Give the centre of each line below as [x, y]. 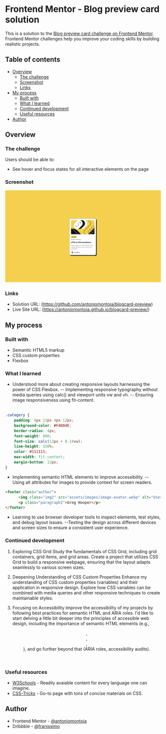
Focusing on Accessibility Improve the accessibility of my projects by [83, 607]
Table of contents [33, 60]
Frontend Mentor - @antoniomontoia [49, 721]
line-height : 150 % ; [34, 446]
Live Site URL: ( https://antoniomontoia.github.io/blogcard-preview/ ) [81, 309]
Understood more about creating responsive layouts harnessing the [81, 384]
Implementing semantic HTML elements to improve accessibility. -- [81, 477]
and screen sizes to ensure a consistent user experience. [70, 528]
